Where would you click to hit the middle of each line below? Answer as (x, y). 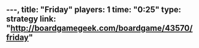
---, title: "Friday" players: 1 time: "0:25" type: (94, 10)
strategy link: (31, 19)
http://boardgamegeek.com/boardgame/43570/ (102, 28)
